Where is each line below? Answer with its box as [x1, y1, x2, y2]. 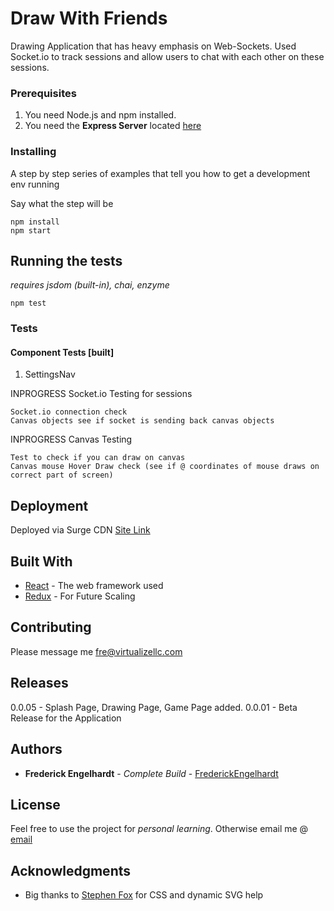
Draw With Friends [10, 7, 168, 30]
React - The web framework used [24, 580, 164, 592]
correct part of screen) [10, 470, 114, 481]
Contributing [10, 619, 92, 636]
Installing [10, 145, 57, 159]
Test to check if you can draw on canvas [10, 453, 186, 463]
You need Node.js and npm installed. [24, 109, 177, 121]
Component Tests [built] [10, 346, 115, 358]
